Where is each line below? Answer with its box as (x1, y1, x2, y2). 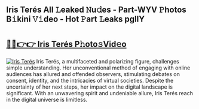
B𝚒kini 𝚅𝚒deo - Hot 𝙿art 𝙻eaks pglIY (6, 14, 145, 25)
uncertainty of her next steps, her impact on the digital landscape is (6, 83, 173, 90)
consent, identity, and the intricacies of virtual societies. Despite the (6, 77, 174, 84)
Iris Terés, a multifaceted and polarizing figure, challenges (36, 58, 179, 65)
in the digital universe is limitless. (6, 96, 88, 103)
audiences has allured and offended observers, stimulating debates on (6, 71, 180, 77)
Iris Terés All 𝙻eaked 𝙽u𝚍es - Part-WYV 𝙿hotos (6, 5, 186, 15)
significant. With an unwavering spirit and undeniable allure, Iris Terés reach (6, 90, 193, 96)
